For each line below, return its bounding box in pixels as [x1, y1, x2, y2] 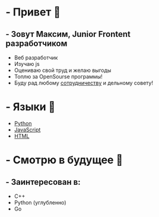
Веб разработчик [14, 54, 58, 61]
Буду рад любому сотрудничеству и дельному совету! [14, 80, 154, 86]
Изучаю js [14, 61, 40, 67]
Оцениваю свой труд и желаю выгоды [14, 67, 112, 74]
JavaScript [14, 126, 41, 133]
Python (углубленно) [14, 199, 66, 206]
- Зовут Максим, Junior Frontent [5, 29, 131, 39]
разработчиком [5, 38, 68, 48]
